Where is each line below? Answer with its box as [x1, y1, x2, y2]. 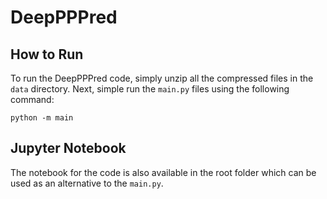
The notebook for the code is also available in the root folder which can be [10, 166, 317, 178]
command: [10, 94, 55, 105]
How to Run [10, 46, 84, 63]
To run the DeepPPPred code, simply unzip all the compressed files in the [10, 72, 314, 84]
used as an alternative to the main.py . [10, 177, 164, 189]
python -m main [10, 113, 74, 123]
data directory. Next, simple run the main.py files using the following [10, 83, 290, 95]
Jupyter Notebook [10, 140, 127, 157]
